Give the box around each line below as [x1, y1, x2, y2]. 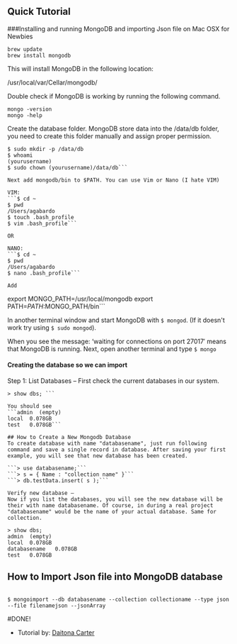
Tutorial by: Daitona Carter [17, 628, 95, 637]
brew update [7, 45, 42, 52]
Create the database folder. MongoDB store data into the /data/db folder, [7, 124, 219, 133]
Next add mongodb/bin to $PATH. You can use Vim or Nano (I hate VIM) [7, 177, 220, 184]
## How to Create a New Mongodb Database [7, 434, 132, 441]
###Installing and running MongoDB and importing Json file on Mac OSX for [7, 24, 230, 33]
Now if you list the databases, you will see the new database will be [7, 496, 223, 503]
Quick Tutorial [7, 6, 71, 18]
